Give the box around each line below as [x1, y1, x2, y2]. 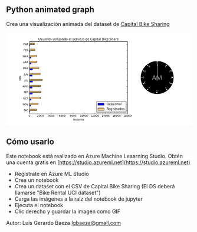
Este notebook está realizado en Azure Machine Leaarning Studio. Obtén [6, 152, 183, 159]
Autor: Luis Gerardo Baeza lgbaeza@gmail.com [6, 219, 121, 226]
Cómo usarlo [6, 137, 54, 147]
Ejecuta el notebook [14, 201, 64, 208]
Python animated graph [6, 5, 94, 15]
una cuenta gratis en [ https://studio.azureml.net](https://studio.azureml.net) [6, 159, 191, 166]
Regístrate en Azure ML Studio [14, 170, 90, 177]
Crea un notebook [14, 177, 59, 184]
